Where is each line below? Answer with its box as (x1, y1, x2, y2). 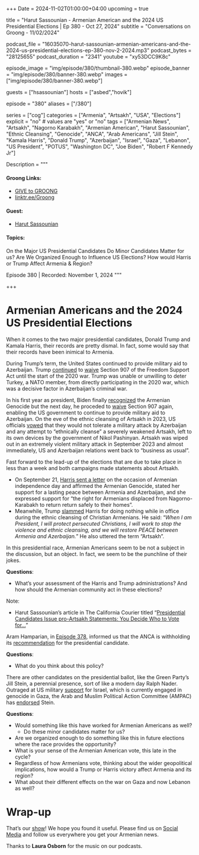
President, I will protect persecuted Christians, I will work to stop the (14, 520, 182, 527)
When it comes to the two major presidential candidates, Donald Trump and (6, 336, 191, 343)
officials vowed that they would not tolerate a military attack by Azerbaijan (6, 422, 187, 429)
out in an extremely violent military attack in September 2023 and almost (6, 441, 184, 448)
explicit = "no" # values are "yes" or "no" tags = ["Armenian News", (6, 118, 171, 125)
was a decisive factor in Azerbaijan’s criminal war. (6, 385, 128, 392)
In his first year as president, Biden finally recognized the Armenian (6, 396, 171, 403)
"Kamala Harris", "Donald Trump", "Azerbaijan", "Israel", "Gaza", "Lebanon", (6, 137, 191, 144)
